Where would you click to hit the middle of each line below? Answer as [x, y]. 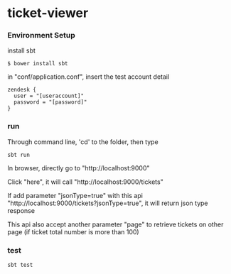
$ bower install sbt [38, 64]
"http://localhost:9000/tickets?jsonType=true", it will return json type [108, 203]
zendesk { [22, 90]
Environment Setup [42, 35]
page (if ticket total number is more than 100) [74, 231]
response [21, 210]
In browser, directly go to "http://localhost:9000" [79, 168]
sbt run [19, 155]
